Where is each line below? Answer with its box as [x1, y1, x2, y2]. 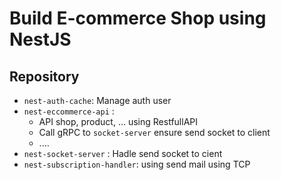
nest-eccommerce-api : [23, 105, 115, 117]
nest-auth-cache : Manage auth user [23, 95, 172, 106]
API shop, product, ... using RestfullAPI [38, 116, 198, 127]
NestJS [9, 28, 72, 51]
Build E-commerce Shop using [9, 7, 267, 30]
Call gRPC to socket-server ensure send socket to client [38, 127, 271, 138]
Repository [9, 68, 80, 85]
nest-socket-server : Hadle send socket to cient [23, 148, 223, 159]
